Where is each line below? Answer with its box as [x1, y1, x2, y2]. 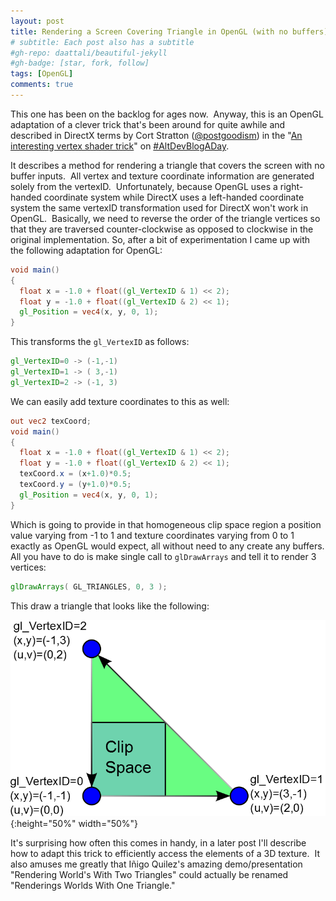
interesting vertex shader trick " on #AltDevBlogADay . [10, 140, 230, 152]
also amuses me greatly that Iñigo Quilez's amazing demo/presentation [10, 858, 303, 870]
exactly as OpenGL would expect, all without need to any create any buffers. [10, 540, 325, 552]
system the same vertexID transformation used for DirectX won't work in [10, 201, 309, 214]
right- [279, 180, 304, 192]
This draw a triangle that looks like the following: [10, 600, 210, 612]
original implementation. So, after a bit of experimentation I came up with [10, 233, 311, 245]
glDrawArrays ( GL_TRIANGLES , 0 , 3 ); [10, 581, 168, 592]
